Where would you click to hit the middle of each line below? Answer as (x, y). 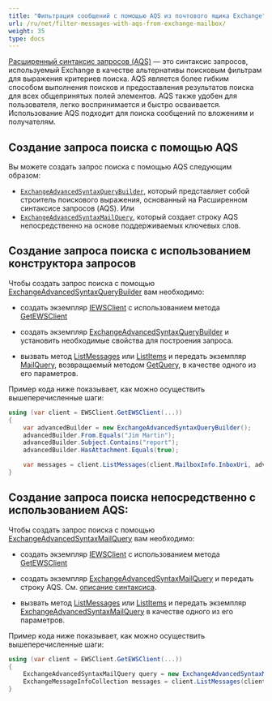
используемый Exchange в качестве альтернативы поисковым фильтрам (135, 71)
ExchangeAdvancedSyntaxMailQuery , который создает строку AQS (129, 217)
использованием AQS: (68, 510)
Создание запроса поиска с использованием (130, 251)
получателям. (32, 122)
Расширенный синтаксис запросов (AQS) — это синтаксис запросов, (128, 62)
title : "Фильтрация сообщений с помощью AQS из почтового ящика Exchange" (137, 16)
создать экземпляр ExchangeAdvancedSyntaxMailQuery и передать (137, 578)
